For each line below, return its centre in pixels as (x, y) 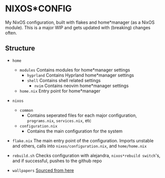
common (26, 110)
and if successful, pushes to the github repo (57, 161)
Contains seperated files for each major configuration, (82, 115)
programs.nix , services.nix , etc (59, 120)
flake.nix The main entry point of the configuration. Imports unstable (83, 140)
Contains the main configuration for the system (75, 131)
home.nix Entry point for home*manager (60, 91)
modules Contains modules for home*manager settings (75, 70)
